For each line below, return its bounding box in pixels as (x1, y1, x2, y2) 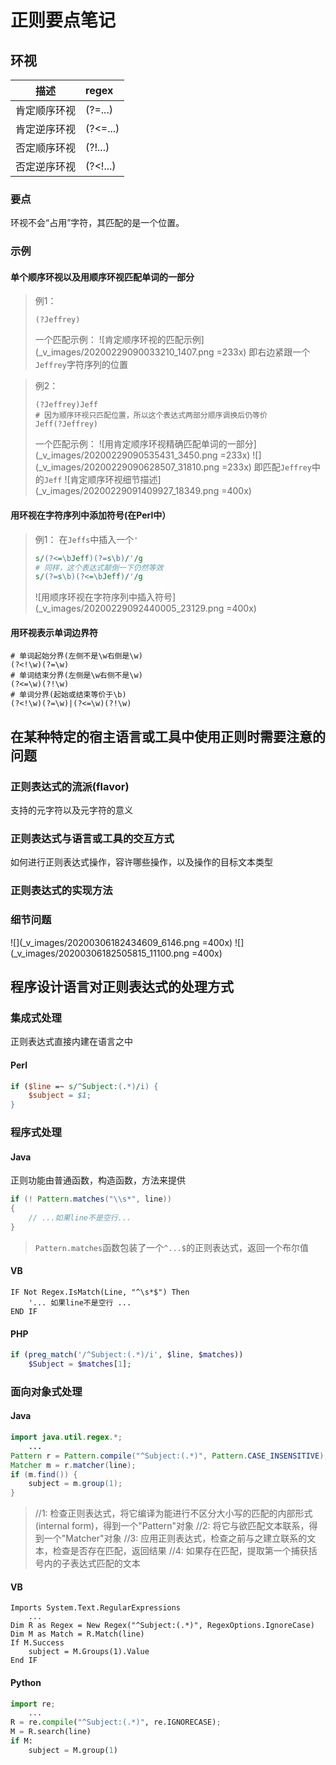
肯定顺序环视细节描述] (69, 474, 162, 486)
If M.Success (10, 1638, 65, 1648)
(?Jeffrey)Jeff (34, 400, 99, 410)
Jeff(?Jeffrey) (34, 419, 99, 430)
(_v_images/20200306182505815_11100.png (10, 947, 190, 959)
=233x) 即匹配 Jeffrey (221, 461, 312, 473)
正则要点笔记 (10, 9, 117, 32)
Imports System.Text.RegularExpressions (10, 1603, 182, 1613)
